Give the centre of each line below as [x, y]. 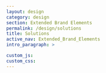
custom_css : [21, 61]
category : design [28, 17]
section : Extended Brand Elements [49, 23]
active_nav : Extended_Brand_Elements [53, 39]
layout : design [25, 12]
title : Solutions [28, 34]
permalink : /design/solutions [44, 28]
